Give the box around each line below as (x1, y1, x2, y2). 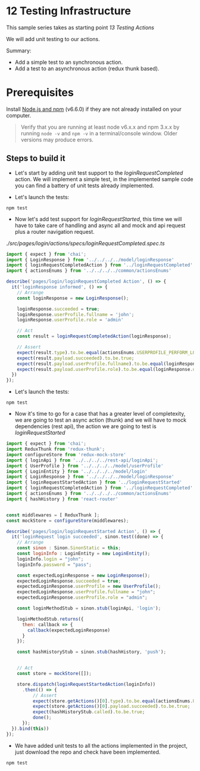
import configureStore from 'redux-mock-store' (6, 451, 127, 457)
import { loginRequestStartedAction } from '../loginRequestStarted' (6, 479, 183, 485)
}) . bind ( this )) (11, 726, 49, 732)
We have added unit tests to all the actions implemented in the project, (14, 742, 187, 749)
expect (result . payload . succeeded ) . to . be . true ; (17, 355, 135, 361)
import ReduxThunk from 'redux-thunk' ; (6, 446, 105, 453)
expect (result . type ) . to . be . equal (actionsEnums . (17, 349, 137, 355)
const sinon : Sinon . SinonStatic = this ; (17, 545, 121, 551)
